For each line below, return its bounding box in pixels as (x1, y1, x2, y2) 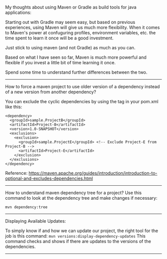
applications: (5, 9, 31, 15)
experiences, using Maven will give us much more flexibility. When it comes (5, 24, 160, 30)
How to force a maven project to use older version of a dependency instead (5, 84, 160, 89)
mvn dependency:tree (5, 205, 48, 210)
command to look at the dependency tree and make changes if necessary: (5, 195, 158, 201)
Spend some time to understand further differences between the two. (5, 69, 148, 75)
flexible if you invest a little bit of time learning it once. (5, 60, 116, 65)
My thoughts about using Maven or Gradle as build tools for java (5, 4, 137, 10)
